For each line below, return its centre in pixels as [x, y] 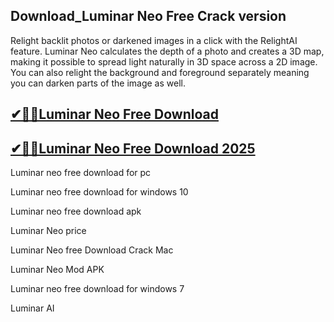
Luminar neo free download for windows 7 [97, 289]
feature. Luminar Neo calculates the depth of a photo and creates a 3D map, [167, 51]
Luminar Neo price [48, 231]
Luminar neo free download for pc [81, 173]
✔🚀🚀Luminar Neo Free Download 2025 [133, 148]
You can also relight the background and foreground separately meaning [160, 72]
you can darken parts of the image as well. [98, 83]
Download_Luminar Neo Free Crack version [148, 16]
